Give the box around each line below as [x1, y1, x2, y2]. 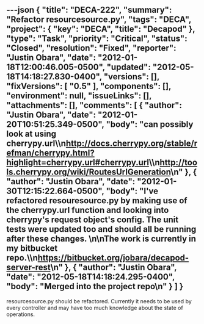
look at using [6, 129, 57, 139]
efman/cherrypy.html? [6, 148, 95, 158]
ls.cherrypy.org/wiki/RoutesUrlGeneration [6, 167, 171, 178]
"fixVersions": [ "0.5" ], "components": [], [6, 81, 172, 92]
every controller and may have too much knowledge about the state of [6, 304, 183, 311]
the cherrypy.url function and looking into [6, 205, 169, 215]
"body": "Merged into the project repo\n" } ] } [6, 281, 184, 292]
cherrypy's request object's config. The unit [6, 215, 179, 225]
